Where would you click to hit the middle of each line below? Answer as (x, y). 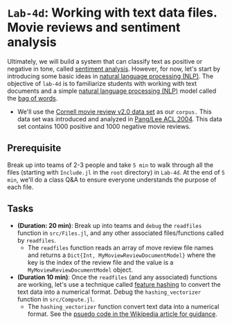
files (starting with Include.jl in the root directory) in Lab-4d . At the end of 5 (116, 172)
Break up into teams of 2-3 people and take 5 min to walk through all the (110, 165)
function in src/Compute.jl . (56, 299)
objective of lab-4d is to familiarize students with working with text (102, 83)
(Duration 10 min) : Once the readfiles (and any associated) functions (117, 277)
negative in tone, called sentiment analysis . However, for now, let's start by (114, 69)
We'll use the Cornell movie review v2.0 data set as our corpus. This (115, 112)
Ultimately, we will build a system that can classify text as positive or (105, 61)
